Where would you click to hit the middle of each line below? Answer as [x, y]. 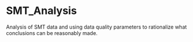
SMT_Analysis [42, 11]
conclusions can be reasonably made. [52, 33]
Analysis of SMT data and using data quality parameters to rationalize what [96, 27]
